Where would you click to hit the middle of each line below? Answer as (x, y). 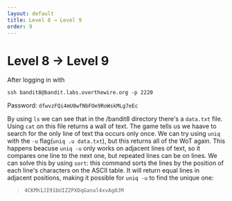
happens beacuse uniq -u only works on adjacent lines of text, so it (104, 148)
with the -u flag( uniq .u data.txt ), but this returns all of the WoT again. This (116, 141)
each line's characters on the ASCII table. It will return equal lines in (104, 171)
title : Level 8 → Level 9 (44, 20)
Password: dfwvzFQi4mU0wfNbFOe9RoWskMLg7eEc (73, 105)
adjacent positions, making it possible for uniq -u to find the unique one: (110, 178)
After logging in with (36, 80)
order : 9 (20, 26)
